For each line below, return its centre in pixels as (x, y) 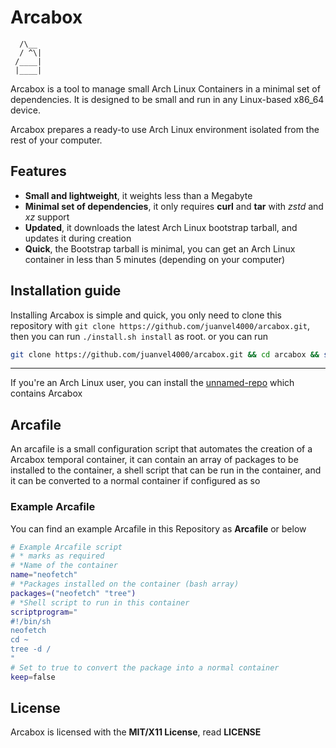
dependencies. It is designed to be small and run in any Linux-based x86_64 (167, 99)
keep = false (33, 677)
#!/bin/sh (31, 621)
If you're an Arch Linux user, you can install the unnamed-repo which (152, 383)
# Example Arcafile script (66, 547)
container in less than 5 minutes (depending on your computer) (155, 259)
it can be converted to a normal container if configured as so (135, 481)
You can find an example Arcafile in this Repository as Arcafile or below (158, 528)
